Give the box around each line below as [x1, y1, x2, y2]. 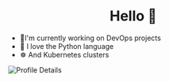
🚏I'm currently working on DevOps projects [19, 33, 161, 43]
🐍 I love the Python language [19, 41, 114, 50]
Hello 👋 [109, 7, 157, 25]
